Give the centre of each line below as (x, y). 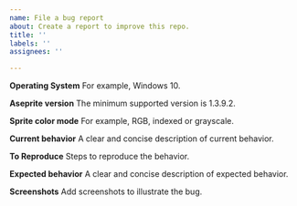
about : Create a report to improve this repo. (100, 26)
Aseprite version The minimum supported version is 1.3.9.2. (122, 103)
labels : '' (30, 43)
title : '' (28, 35)
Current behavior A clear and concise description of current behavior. (142, 139)
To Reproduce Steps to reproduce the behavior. (100, 157)
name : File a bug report (57, 18)
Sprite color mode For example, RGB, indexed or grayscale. (122, 121)
